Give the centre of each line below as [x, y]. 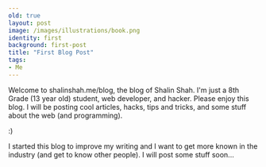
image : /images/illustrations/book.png [74, 30]
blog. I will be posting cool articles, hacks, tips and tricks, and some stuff [127, 107]
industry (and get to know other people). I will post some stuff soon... [121, 154]
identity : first [35, 38]
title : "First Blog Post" [51, 52]
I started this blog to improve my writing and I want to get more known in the [133, 146]
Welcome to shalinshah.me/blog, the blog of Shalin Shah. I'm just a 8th [124, 90]
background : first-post [48, 45]
